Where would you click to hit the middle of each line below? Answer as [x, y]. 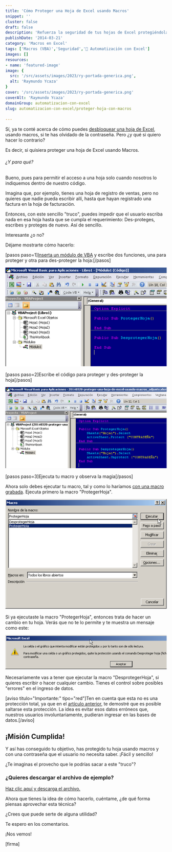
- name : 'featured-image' [33, 65]
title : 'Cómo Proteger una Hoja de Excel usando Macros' [67, 11]
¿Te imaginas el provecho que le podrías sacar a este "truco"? [71, 765]
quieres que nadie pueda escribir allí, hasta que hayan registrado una [78, 199]
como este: [17, 628]
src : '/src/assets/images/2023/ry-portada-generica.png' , [73, 76]
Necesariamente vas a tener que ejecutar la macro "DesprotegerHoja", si [82, 678]
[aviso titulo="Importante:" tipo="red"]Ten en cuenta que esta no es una [81, 698]
